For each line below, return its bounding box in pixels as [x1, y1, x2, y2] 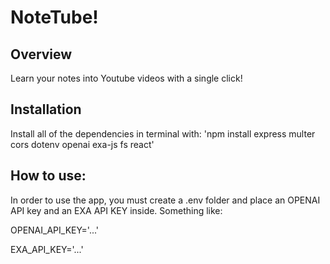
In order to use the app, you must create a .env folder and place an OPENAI [10, 194, 321, 206]
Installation [10, 101, 82, 118]
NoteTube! [10, 6, 99, 29]
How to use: [10, 167, 87, 185]
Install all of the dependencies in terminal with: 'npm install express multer [10, 127, 316, 140]
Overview [10, 46, 73, 63]
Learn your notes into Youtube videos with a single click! [10, 72, 243, 84]
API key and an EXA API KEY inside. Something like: [10, 204, 223, 216]
